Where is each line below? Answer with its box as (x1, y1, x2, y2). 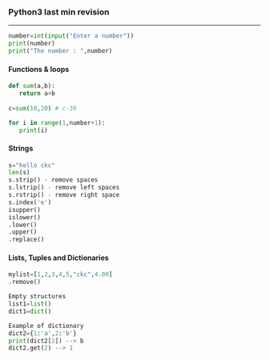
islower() (8, 213, 42, 222)
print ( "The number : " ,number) (8, 47, 113, 55)
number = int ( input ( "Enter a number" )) (8, 32, 134, 40)
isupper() (8, 206, 42, 214)
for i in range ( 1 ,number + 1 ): (8, 118, 106, 126)
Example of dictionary (8, 322, 84, 330)
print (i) (18, 126, 48, 134)
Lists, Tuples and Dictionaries (8, 253, 110, 262)
